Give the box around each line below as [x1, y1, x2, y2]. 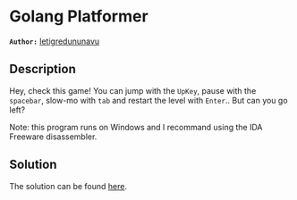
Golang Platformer [9, 6, 149, 27]
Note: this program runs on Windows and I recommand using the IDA [9, 121, 263, 132]
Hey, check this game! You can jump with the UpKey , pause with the [9, 85, 257, 96]
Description [9, 62, 76, 77]
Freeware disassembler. [9, 131, 98, 142]
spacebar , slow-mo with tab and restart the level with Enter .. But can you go [9, 95, 288, 105]
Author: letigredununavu [9, 36, 100, 46]
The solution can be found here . [9, 180, 128, 191]
